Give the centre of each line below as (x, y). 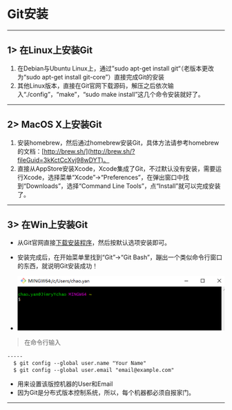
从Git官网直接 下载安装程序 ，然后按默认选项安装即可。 (94, 243)
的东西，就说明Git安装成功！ (58, 266)
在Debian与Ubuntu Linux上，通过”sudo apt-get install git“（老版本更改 (115, 68)
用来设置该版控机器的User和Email (65, 384)
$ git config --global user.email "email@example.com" (94, 370)
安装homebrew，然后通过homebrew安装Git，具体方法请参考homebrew (118, 142)
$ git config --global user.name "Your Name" (80, 363)
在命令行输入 (42, 342)
